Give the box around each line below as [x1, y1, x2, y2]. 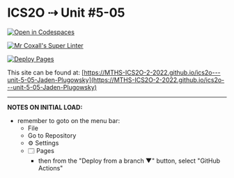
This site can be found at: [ [7, 68, 84, 76]
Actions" [38, 163, 63, 172]
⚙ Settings [27, 138, 59, 147]
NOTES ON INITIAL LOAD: [7, 103, 83, 111]
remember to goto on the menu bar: [17, 116, 120, 124]
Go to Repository [27, 131, 77, 140]
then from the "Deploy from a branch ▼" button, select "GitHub [38, 156, 221, 165]
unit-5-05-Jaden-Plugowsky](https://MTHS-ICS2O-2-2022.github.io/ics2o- [7, 75, 225, 84]
